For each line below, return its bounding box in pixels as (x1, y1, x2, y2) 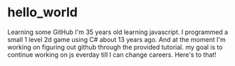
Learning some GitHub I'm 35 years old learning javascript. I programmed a (7, 28, 229, 36)
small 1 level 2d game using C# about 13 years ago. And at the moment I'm (7, 35, 226, 43)
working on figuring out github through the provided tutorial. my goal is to (7, 43, 223, 51)
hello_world (7, 4, 78, 21)
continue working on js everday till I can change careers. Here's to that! (7, 50, 217, 59)
